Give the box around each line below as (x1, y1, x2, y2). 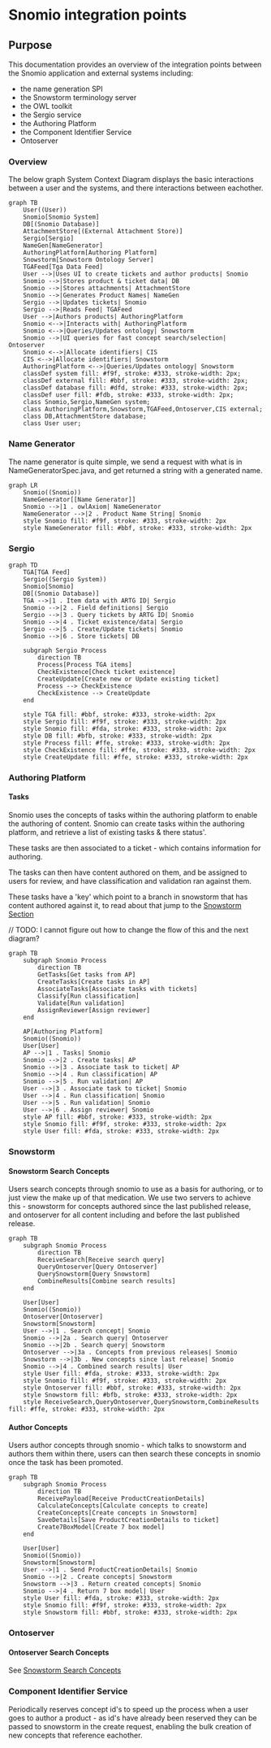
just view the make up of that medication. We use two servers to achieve (8, 1193, 252, 1202)
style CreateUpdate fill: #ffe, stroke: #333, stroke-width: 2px (23, 753, 249, 761)
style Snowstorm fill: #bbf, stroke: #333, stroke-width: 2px (23, 1608, 238, 1617)
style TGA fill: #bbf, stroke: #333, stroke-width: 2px (23, 710, 217, 719)
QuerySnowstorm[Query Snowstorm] (37, 1270, 151, 1278)
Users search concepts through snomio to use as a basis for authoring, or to (8, 1185, 264, 1194)
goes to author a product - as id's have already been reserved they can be (8, 1713, 257, 1723)
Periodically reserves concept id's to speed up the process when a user (8, 1704, 249, 1714)
